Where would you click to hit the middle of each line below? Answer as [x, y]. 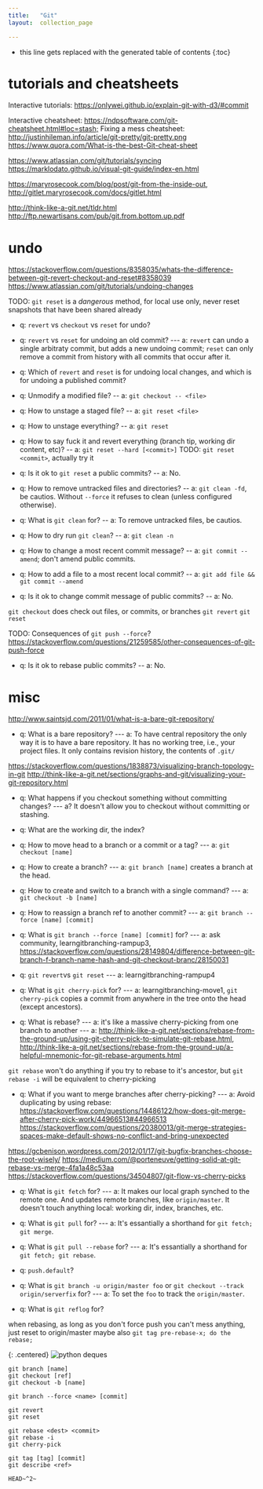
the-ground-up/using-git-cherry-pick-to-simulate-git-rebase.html [126, 1039]
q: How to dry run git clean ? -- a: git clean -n [97, 535]
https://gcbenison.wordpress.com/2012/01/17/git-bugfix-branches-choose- [130, 1151]
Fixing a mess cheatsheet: [142, 129]
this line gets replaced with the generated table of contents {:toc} [125, 52]
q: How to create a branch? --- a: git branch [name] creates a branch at [136, 867]
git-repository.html [38, 783]
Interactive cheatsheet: [45, 120]
